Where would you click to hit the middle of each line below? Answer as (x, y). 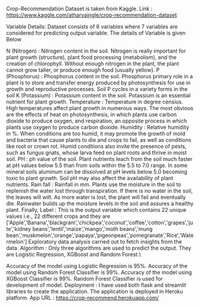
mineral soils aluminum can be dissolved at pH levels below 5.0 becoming (97, 172)
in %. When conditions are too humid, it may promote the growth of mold (96, 133)
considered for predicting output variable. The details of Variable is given (96, 33)
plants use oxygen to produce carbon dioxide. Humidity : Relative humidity (98, 127)
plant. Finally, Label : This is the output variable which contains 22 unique (96, 210)
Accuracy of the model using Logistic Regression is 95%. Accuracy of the (97, 266)
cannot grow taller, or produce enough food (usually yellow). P (83, 70)
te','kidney (19, 229)
